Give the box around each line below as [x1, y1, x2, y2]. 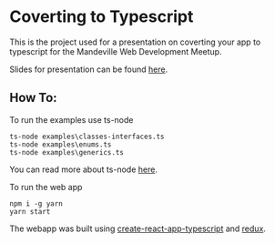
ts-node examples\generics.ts [9, 147, 125, 157]
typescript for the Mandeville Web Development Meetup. [9, 46, 222, 56]
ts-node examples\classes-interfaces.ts [9, 132, 166, 141]
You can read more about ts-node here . [9, 164, 158, 175]
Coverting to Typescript [9, 6, 194, 27]
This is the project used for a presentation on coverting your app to [9, 36, 261, 47]
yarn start [9, 207, 51, 216]
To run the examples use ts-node [9, 114, 134, 125]
